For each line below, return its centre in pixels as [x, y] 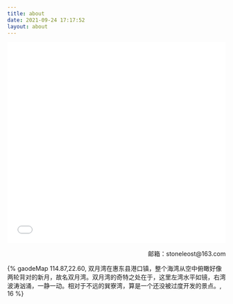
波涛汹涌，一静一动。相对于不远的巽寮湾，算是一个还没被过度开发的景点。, [114, 286]
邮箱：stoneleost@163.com [187, 254]
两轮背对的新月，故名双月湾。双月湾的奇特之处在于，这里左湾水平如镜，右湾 [116, 277]
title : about [26, 14]
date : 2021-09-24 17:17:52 [46, 20]
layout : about [28, 26]
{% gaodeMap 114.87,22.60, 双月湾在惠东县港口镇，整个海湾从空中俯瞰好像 [114, 269]
